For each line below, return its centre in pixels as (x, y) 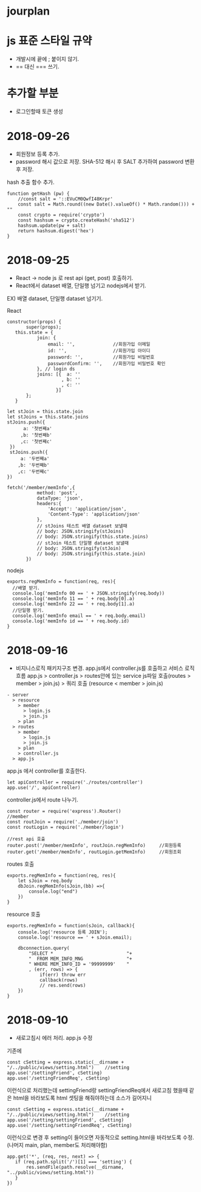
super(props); (44, 327)
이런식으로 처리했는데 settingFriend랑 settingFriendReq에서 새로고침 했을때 (97, 1090)
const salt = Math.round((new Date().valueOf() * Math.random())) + (106, 204)
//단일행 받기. (28, 610)
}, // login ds (56, 369)
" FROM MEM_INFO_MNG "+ (80, 959)
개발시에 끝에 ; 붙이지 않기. (47, 59)
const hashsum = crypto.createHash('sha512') (77, 220)
